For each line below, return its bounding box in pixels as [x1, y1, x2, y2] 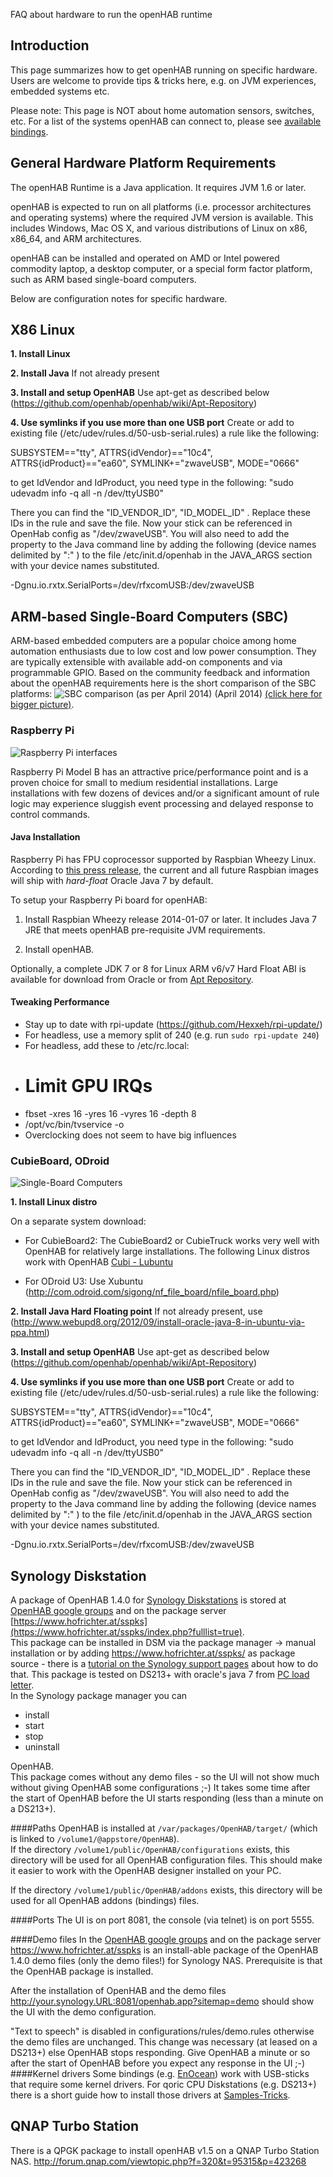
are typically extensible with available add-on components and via [10, 656, 283, 668]
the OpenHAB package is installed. [10, 1965, 154, 1977]
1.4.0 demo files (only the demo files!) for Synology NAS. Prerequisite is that [10, 1955, 323, 1966]
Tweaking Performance [10, 996, 110, 1008]
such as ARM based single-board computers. [10, 273, 197, 285]
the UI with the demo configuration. [10, 2006, 157, 2018]
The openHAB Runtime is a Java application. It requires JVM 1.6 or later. [10, 181, 307, 193]
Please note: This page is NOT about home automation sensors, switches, [10, 104, 315, 116]
